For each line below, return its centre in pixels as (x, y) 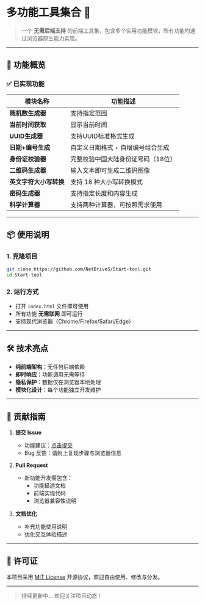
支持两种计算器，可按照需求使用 (117, 205)
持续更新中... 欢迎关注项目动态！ (62, 595)
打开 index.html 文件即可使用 (52, 306)
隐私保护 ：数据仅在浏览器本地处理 (58, 382)
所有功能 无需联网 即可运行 (49, 314)
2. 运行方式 (23, 292)
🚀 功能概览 (26, 65)
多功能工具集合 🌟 (49, 13)
